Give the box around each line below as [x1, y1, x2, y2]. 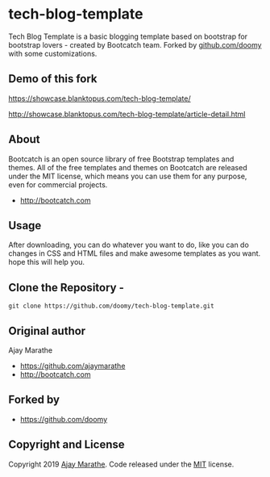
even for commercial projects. [8, 179, 108, 190]
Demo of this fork [8, 72, 98, 86]
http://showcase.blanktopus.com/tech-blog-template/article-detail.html [8, 109, 246, 119]
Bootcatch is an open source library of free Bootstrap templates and [8, 154, 235, 164]
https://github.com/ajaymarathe [19, 361, 126, 370]
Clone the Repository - [8, 280, 125, 295]
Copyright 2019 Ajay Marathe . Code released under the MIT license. [8, 459, 235, 469]
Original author [8, 324, 86, 337]
